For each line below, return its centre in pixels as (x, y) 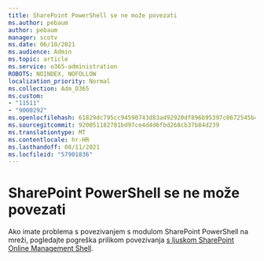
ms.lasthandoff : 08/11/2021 (54, 147)
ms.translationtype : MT (47, 132)
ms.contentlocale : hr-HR (49, 140)
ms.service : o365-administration (63, 67)
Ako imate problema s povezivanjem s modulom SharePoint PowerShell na (128, 232)
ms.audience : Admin (40, 52)
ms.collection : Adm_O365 (49, 88)
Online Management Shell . (51, 248)
